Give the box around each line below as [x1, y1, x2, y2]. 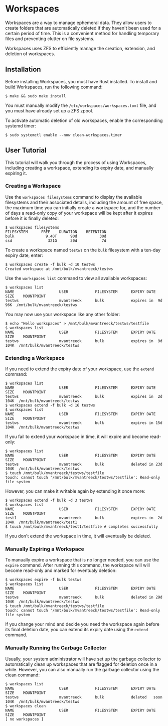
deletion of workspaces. [5, 51, 55, 57]
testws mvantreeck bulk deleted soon [5, 694, 163, 700]
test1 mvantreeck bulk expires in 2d [5, 515, 163, 521]
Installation [5, 65, 41, 74]
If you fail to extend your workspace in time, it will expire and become [5, 433, 149, 440]
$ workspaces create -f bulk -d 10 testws [5, 262, 95, 267]
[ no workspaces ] [5, 716, 44, 721]
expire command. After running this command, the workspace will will [5, 562, 150, 568]
